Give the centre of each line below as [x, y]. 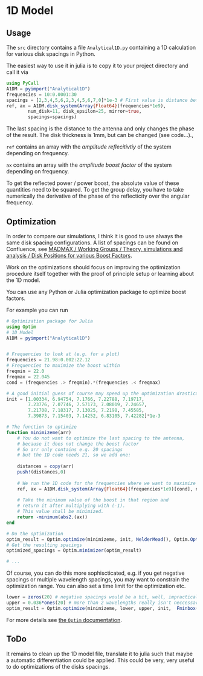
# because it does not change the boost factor [78, 444]
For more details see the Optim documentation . [64, 620]
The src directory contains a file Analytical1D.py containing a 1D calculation [101, 47]
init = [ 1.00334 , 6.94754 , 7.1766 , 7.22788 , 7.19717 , [76, 399]
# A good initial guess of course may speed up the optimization [90, 393]
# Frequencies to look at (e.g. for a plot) [63, 354]
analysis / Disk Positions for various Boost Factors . [69, 255]
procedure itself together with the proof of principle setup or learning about [100, 273]
